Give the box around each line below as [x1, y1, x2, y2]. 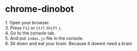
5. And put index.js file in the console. [5, 35, 84, 41]
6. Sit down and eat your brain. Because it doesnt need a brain [5, 40, 133, 46]
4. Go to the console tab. [5, 30, 56, 36]
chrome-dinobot [5, 3, 74, 15]
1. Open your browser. [5, 20, 50, 25]
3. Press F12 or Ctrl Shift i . [5, 25, 62, 30]
